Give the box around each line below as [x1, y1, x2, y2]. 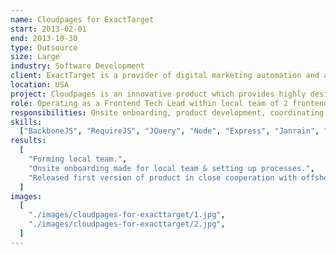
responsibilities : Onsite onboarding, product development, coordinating [10, 107, 325, 118]
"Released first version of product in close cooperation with [28, 172, 298, 183]
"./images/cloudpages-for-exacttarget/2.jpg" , [28, 219, 226, 230]
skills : [10, 117, 43, 127]
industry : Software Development [10, 61, 145, 71]
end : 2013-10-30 [10, 33, 78, 43]
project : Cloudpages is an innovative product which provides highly [10, 89, 307, 99]
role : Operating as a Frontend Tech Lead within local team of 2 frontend [10, 98, 329, 108]
